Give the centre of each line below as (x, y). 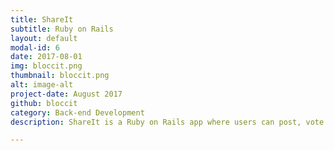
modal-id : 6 (35, 47)
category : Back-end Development (77, 112)
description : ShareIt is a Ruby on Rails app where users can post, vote (167, 122)
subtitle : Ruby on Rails (62, 29)
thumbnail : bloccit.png (60, 76)
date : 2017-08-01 (46, 57)
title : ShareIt (42, 19)
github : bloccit (44, 103)
